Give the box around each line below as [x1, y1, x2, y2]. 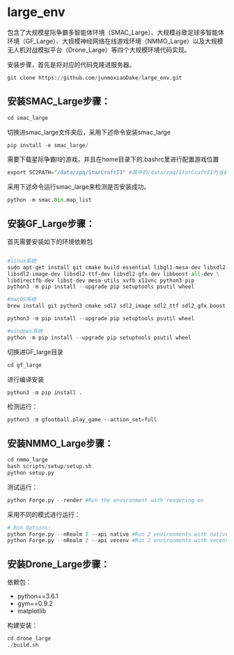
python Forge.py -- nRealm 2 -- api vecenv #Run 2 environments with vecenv [7, 537, 229, 544]
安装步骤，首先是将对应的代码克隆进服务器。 [7, 60, 136, 68]
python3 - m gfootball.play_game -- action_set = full [7, 416, 157, 423]
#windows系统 [7, 327, 43, 335]
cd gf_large [7, 361, 42, 368]
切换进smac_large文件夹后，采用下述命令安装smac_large [7, 128, 171, 136]
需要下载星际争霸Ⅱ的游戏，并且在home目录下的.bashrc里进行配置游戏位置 [7, 155, 219, 164]
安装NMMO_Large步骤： [7, 437, 114, 449]
